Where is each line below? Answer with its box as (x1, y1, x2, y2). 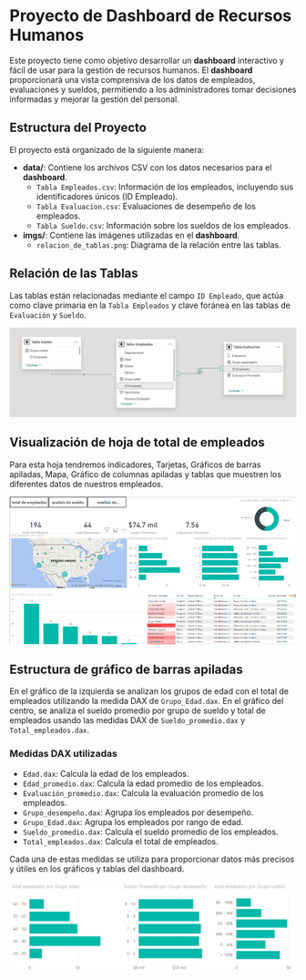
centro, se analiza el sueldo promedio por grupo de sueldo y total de (9, 705, 266, 716)
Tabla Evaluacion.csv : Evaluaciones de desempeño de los (36, 200, 257, 211)
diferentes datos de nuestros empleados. (9, 478, 164, 489)
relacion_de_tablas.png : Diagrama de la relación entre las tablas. (36, 239, 281, 250)
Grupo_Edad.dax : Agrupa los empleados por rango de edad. (22, 816, 244, 827)
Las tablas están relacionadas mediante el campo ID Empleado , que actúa (9, 290, 284, 301)
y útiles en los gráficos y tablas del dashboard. (9, 863, 185, 874)
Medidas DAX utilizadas (9, 748, 118, 761)
